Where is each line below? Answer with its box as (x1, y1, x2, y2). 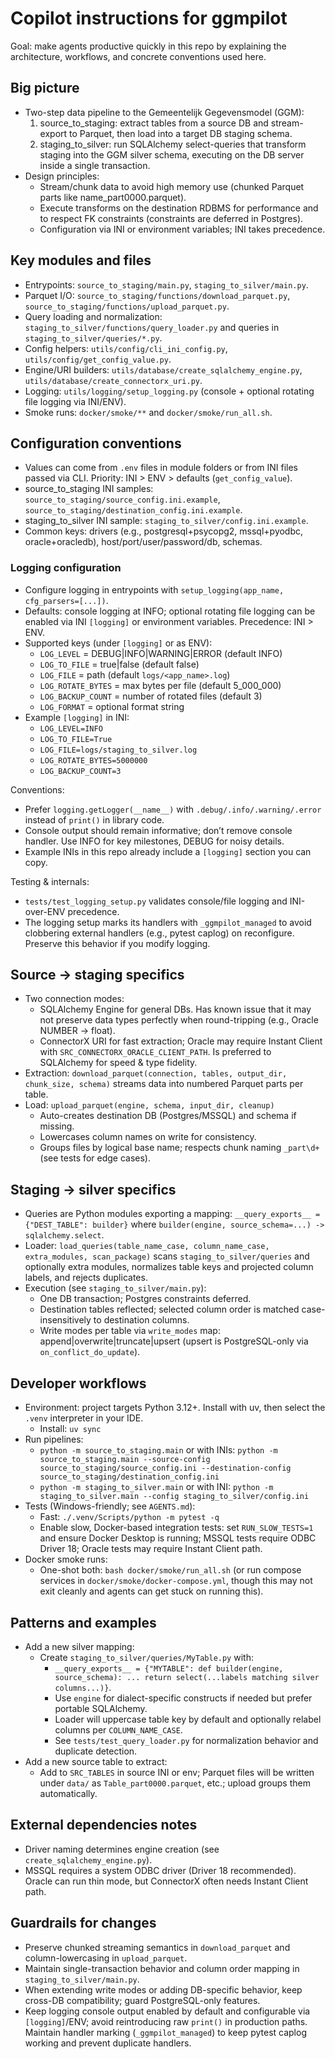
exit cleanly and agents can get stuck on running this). (39, 1585, 264, 1597)
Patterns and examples (10, 1614, 157, 1631)
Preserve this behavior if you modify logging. (24, 937, 211, 949)
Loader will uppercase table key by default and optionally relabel (54, 1713, 322, 1725)
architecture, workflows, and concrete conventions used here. (10, 50, 267, 62)
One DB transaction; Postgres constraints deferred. (39, 1293, 252, 1305)
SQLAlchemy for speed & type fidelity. (39, 1057, 198, 1069)
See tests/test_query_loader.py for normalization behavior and (54, 1734, 319, 1746)
